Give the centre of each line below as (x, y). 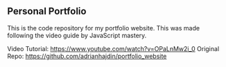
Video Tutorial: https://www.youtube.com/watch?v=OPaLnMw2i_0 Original (113, 48)
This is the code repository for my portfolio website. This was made (103, 28)
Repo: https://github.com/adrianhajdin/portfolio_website (87, 56)
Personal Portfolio (47, 11)
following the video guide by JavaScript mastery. (77, 35)
